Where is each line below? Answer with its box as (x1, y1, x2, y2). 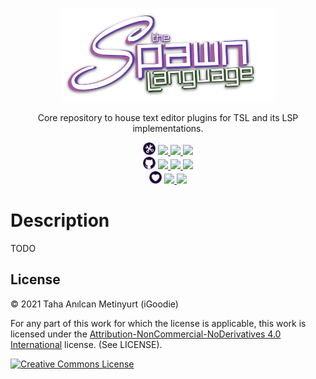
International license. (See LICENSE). (10, 338, 163, 350)
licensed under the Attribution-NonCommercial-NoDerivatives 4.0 (10, 328, 282, 340)
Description (10, 209, 110, 232)
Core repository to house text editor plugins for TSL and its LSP (37, 112, 299, 123)
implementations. (132, 123, 204, 134)
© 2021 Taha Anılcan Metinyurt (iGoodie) (10, 298, 179, 310)
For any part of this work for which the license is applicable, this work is (10, 317, 307, 329)
